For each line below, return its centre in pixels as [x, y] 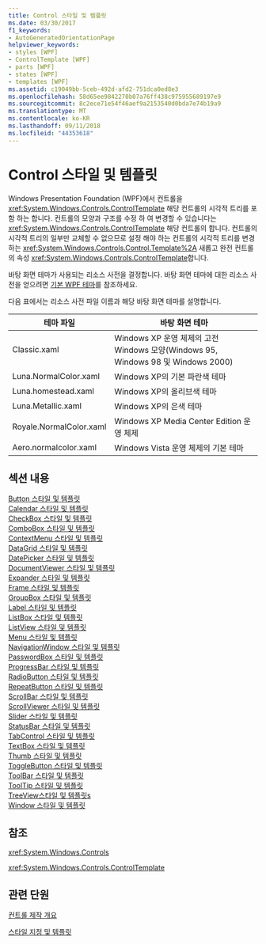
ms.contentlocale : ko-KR [49, 119]
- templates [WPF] [38, 82]
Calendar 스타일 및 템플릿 [48, 509]
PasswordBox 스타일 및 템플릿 [56, 657]
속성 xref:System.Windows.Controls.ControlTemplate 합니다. [113, 257]
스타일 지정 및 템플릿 [40, 932]
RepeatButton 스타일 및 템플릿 [56, 687]
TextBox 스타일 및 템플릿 [47, 746]
